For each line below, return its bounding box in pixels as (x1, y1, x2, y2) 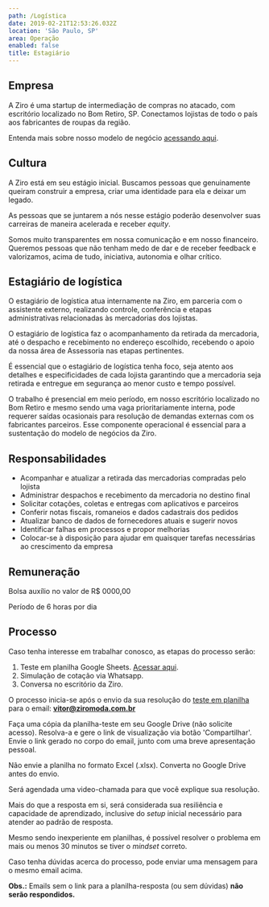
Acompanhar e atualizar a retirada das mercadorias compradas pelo (19, 473, 246, 483)
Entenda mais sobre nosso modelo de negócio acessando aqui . (8, 133, 219, 142)
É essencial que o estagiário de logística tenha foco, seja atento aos (8, 361, 234, 371)
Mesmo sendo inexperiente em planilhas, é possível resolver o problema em (8, 832, 261, 842)
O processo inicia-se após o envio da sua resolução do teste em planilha (8, 695, 250, 704)
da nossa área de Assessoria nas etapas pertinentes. (8, 346, 184, 356)
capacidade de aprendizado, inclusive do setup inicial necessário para (8, 808, 242, 818)
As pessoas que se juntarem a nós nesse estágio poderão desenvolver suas (8, 210, 261, 220)
